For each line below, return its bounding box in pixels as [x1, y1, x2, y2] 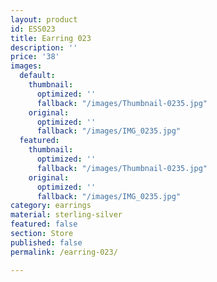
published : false [10, 237, 83, 248]
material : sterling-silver [10, 210, 123, 220]
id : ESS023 [10, 24, 56, 34]
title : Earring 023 [10, 33, 92, 43]
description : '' [10, 42, 78, 53]
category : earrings [10, 201, 92, 211]
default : [19, 71, 56, 81]
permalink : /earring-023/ [10, 247, 118, 257]
